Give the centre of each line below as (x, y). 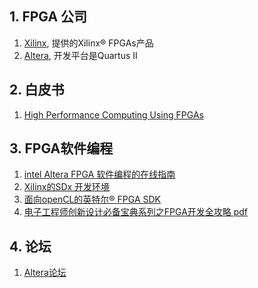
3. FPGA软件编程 (61, 148)
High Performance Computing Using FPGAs (113, 114)
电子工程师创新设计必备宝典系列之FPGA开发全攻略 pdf (136, 212)
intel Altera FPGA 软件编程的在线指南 (99, 174)
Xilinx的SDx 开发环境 (67, 187)
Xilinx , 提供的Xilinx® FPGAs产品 (88, 43)
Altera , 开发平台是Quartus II (80, 55)
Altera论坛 (45, 273)
